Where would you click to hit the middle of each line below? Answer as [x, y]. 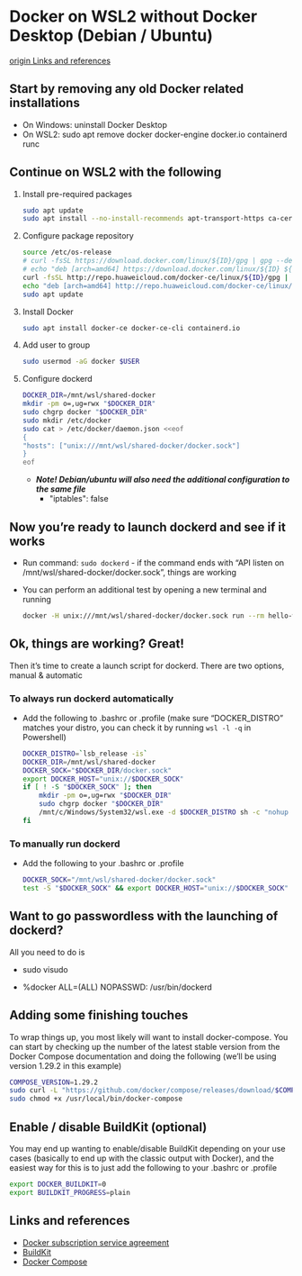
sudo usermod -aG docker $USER [81, 362]
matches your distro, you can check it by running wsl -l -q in [137, 728]
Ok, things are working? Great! [97, 644]
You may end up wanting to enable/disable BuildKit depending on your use [147, 1148]
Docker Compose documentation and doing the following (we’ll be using [143, 1056]
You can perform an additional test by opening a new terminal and [144, 590]
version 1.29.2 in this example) [66, 1065]
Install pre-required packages [77, 194]
